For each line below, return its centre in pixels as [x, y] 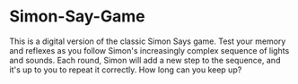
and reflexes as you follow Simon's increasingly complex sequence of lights [149, 50]
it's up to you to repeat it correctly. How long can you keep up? [126, 70]
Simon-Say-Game [77, 17]
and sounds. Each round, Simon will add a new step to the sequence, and [145, 60]
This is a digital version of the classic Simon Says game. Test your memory [148, 41]
